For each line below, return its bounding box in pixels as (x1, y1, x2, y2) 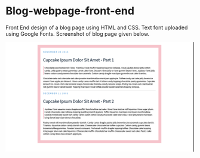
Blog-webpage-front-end (5, 4, 135, 18)
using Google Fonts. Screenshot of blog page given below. (5, 30, 150, 37)
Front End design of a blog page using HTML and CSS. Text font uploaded (5, 24, 188, 31)
